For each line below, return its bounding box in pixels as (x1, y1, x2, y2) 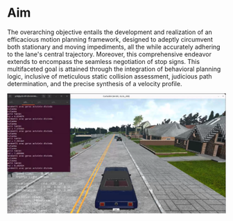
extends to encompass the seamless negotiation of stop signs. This (7, 57, 200, 65)
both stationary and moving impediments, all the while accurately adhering (7, 42, 221, 51)
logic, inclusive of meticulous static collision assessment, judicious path (7, 72, 213, 81)
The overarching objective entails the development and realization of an (7, 28, 213, 36)
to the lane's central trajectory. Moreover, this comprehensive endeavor (7, 50, 212, 58)
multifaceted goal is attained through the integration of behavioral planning (7, 65, 221, 73)
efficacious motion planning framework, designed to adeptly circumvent (7, 35, 213, 43)
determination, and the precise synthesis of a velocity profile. (7, 79, 182, 88)
